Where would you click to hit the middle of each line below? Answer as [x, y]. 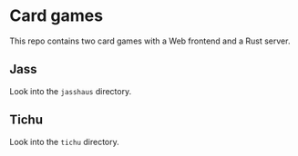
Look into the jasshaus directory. [71, 91]
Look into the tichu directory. [65, 141]
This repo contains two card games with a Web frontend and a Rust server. [150, 41]
